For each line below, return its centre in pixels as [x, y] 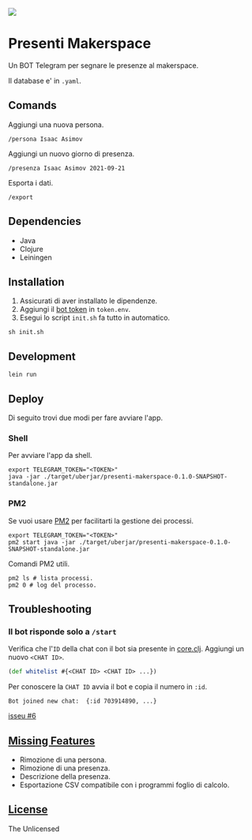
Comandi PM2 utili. [39, 564]
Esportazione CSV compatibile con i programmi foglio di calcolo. [124, 785]
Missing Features [52, 741]
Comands [32, 105]
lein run [23, 375]
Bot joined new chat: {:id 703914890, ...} [83, 701]
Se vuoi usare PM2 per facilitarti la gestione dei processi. [101, 520]
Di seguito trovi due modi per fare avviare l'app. [86, 418]
